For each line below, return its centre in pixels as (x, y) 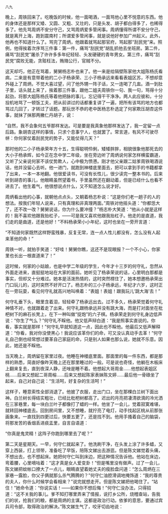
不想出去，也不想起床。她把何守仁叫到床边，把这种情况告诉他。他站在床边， (84, 457)
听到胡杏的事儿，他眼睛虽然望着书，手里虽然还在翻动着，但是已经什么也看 (82, 180)
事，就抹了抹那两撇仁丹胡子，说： (40, 115)
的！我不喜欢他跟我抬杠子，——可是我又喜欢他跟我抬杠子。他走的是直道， (82, 216)
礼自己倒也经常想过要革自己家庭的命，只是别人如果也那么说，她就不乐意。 (82, 339)
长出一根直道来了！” (35, 256)
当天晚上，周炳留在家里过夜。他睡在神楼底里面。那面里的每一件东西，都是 (82, 356)
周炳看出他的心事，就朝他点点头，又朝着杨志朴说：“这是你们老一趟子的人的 (83, 197)
